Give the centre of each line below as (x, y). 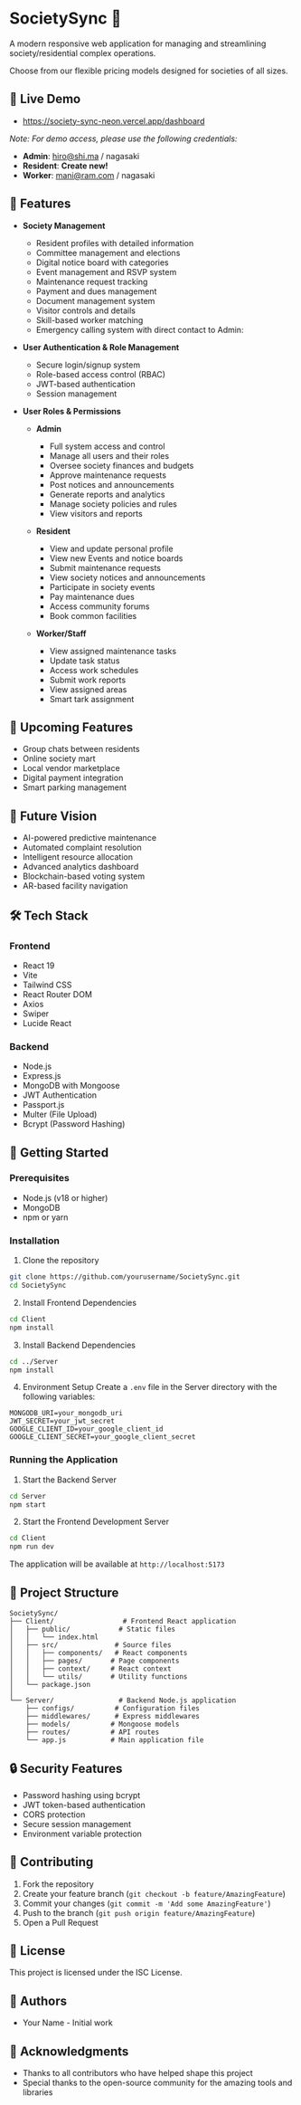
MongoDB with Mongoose (71, 1086)
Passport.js (43, 1105)
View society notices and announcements (127, 577)
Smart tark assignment (92, 699)
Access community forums (99, 606)
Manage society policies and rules (113, 504)
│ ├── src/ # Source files (90, 1645)
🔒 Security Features (66, 1769)
